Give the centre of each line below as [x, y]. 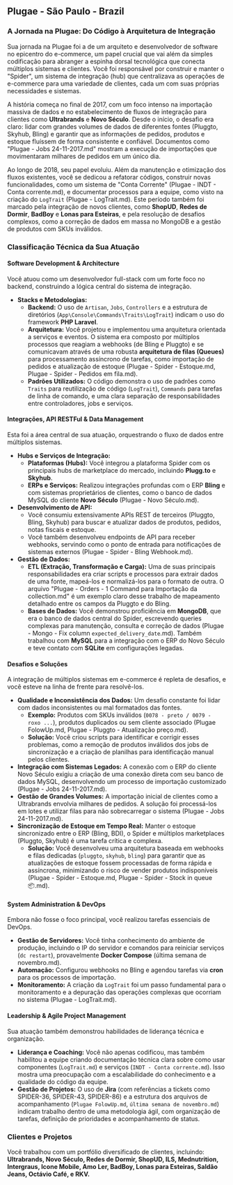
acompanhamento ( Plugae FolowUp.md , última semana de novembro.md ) [118, 1104]
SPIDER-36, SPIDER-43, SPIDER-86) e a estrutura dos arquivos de [112, 1097]
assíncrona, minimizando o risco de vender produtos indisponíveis [122, 870]
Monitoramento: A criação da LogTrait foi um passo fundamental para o [121, 985]
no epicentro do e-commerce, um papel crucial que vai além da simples [110, 54]
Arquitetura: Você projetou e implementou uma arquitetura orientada [127, 329]
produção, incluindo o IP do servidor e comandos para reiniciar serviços [121, 948]
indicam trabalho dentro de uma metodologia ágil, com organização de [119, 1111]
